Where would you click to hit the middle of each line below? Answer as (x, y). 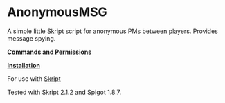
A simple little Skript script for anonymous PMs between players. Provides (112, 31)
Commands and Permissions (49, 52)
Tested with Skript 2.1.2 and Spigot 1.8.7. (64, 92)
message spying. (31, 38)
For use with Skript (34, 78)
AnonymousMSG (57, 12)
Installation (24, 65)
